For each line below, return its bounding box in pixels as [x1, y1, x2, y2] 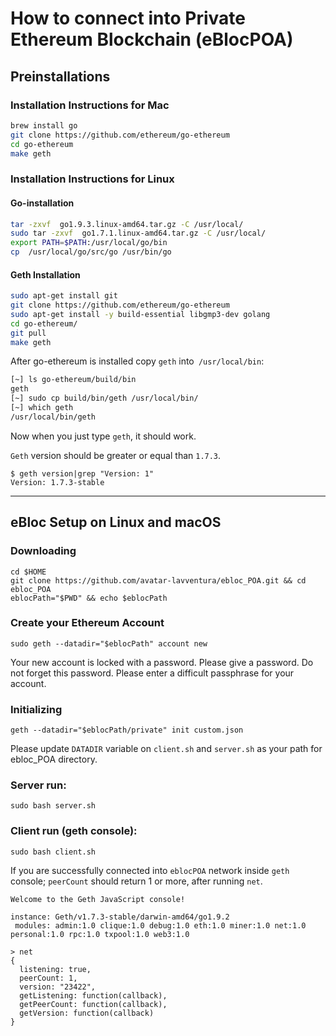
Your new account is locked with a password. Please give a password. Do [10, 656, 314, 668]
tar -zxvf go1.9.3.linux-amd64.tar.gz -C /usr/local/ [10, 219, 244, 229]
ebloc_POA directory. [10, 753, 98, 766]
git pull [10, 328, 47, 338]
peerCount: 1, [19, 973, 78, 983]
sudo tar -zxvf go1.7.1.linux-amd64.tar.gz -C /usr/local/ [10, 228, 267, 239]
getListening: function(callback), [19, 990, 168, 1001]
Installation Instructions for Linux [10, 172, 175, 186]
